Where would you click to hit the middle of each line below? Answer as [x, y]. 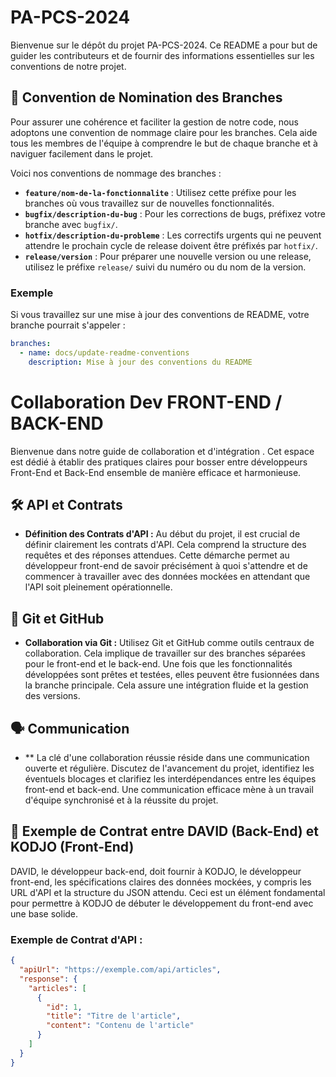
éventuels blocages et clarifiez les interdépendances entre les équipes [170, 779]
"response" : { [48, 979]
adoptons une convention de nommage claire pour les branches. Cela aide [164, 132]
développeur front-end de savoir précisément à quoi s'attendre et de [166, 566]
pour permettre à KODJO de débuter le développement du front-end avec [162, 903]
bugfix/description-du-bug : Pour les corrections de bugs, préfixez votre [175, 213]
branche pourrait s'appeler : [68, 325]
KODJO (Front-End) [72, 847]
